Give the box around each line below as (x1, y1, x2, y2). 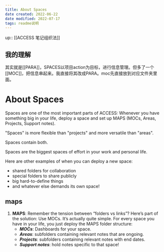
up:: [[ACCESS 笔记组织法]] (5, 35, 60, 41)
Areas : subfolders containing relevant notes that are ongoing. (19, 231, 144, 237)
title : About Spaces (5, 7, 47, 12)
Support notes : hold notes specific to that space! (19, 241, 119, 247)
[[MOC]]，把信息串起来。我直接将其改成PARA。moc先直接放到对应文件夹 (5, 70, 153, 76)
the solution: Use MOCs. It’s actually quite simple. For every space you (12, 215, 155, 221)
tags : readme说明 (5, 21, 39, 26)
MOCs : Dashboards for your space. (19, 226, 92, 232)
